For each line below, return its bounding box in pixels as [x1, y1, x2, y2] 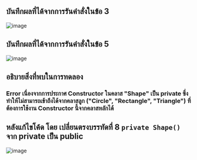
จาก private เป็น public [6, 131, 84, 142]
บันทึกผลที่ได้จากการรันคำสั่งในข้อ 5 [6, 39, 110, 49]
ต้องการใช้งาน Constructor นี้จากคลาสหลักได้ [6, 104, 114, 112]
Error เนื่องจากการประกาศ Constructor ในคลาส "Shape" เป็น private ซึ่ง [6, 89, 189, 98]
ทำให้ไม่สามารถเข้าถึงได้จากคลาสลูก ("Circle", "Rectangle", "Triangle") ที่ [6, 96, 191, 105]
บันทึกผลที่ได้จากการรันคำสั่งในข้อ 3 [6, 6, 110, 16]
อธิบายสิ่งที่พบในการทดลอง [6, 72, 83, 82]
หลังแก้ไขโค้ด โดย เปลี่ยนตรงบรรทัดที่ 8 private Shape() [6, 122, 181, 132]
